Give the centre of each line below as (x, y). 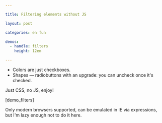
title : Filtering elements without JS (46, 14)
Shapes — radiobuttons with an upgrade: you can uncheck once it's (83, 75)
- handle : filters (29, 46)
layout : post (19, 23)
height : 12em (28, 51)
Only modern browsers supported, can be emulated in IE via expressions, (81, 110)
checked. (22, 80)
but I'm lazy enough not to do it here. (44, 115)
